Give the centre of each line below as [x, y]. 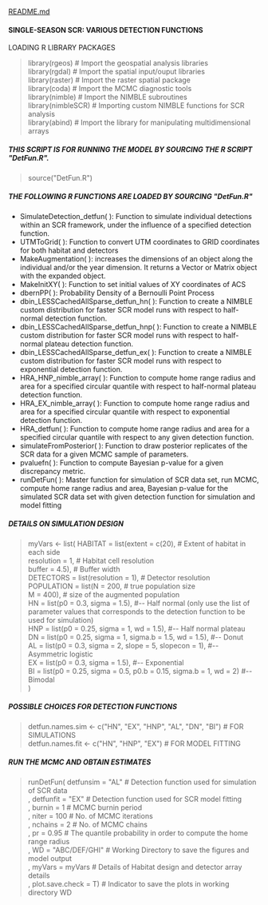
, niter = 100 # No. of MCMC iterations [90, 816]
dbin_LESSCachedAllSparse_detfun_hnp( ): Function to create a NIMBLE [138, 327]
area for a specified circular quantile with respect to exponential [124, 412]
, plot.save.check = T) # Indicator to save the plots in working [128, 884]
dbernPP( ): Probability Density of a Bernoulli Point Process [117, 293]
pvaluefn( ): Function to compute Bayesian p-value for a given [121, 463]
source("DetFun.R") [60, 178]
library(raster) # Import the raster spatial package [109, 80]
